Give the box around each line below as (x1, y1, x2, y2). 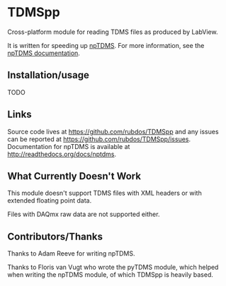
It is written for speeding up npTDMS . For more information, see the (7, 41, 205, 49)
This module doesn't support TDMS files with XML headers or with (7, 189, 202, 198)
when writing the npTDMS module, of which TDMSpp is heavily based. (7, 270, 214, 279)
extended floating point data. (7, 196, 92, 205)
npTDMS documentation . (7, 49, 80, 57)
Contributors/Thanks (7, 230, 103, 242)
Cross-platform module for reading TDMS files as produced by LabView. (7, 28, 218, 36)
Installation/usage (7, 69, 90, 81)
